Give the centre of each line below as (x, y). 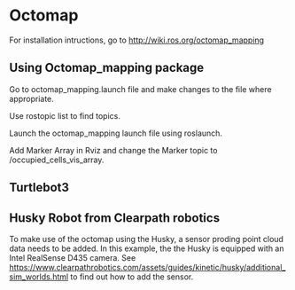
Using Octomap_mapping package (107, 68)
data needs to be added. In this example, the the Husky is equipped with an (147, 248)
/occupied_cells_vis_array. (57, 160)
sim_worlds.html (39, 277)
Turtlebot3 (39, 188)
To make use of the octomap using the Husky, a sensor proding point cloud (146, 239)
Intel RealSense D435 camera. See (73, 257)
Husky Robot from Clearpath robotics (114, 218)
